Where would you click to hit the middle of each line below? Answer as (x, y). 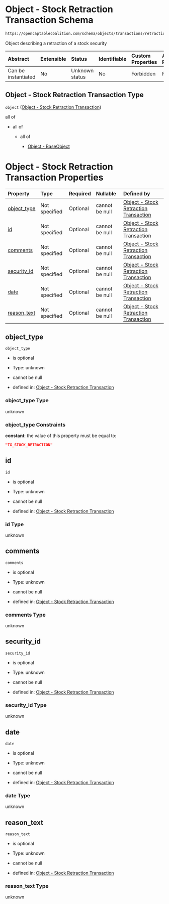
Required (80, 193)
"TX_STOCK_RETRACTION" (29, 445)
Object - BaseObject (49, 146)
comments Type (26, 615)
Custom (141, 56)
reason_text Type (27, 886)
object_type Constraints (35, 424)
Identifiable (112, 59)
